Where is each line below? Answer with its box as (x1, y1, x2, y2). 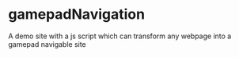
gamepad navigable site (8, 39, 87, 48)
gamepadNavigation (8, 5, 145, 23)
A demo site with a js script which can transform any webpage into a (8, 31, 232, 41)
